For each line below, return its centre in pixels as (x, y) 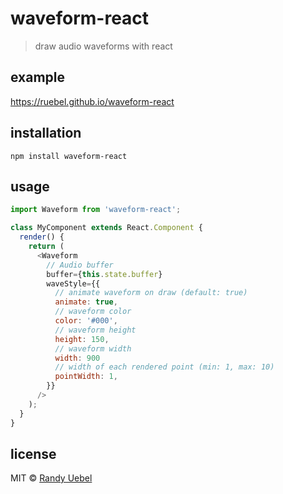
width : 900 (77, 358)
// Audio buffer (80, 265)
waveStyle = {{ (73, 283)
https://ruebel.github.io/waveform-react (92, 101)
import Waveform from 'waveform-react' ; (96, 210)
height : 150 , (82, 339)
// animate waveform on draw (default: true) (151, 293)
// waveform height (95, 330)
